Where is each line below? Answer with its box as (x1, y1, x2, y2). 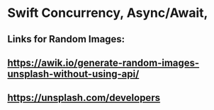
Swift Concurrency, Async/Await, (7, 5, 208, 21)
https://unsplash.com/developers (7, 92, 161, 104)
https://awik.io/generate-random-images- (7, 56, 200, 68)
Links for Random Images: (7, 33, 125, 45)
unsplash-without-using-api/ (7, 68, 140, 80)
